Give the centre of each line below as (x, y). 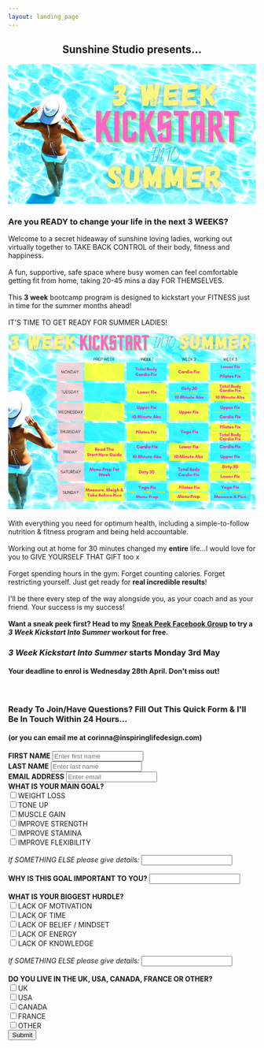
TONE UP (33, 805)
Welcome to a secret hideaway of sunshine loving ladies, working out (120, 239)
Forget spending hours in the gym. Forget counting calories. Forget (117, 573)
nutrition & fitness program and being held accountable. (99, 531)
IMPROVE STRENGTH (53, 824)
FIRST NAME (29, 756)
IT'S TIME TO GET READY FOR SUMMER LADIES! (88, 322)
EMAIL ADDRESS (36, 777)
